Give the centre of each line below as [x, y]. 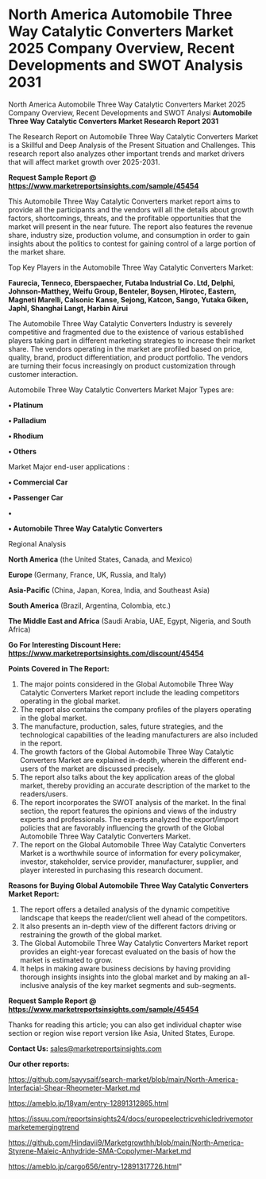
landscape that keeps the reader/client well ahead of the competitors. [133, 917]
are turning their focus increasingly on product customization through [122, 366]
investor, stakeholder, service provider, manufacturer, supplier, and [129, 862]
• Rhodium [26, 436]
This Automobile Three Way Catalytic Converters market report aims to [124, 201]
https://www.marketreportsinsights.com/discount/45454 [106, 653]
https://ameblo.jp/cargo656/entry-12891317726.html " [95, 1166]
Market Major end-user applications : [69, 466]
